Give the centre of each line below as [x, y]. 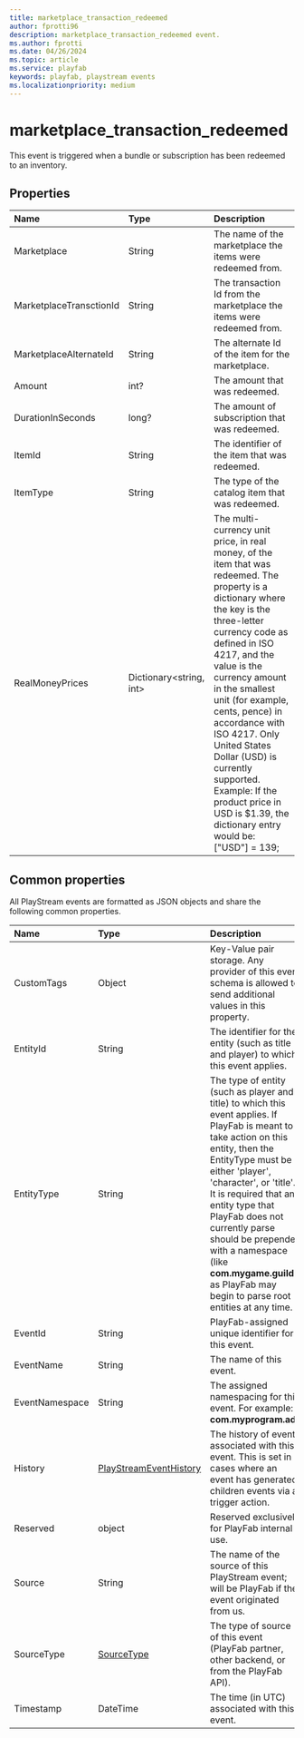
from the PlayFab [246, 1672]
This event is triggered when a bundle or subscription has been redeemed [147, 155]
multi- [246, 519]
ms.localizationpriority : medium [72, 85]
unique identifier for [252, 1333]
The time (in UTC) [248, 1697]
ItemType [34, 493]
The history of [239, 1434]
